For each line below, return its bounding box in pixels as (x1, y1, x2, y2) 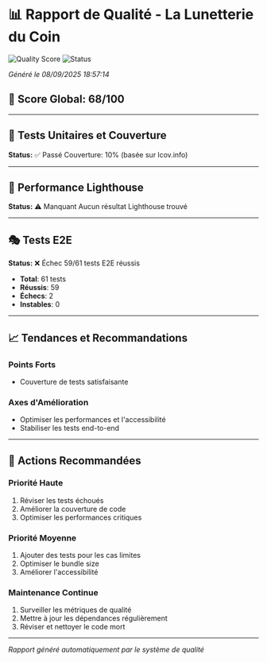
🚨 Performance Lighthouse (8, 180, 145, 194)
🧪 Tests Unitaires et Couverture (8, 129, 167, 142)
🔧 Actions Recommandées (8, 454, 141, 467)
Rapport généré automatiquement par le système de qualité (8, 645, 205, 655)
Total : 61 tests (19, 274, 66, 284)
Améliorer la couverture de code (19, 504, 126, 513)
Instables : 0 (19, 300, 60, 309)
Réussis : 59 (19, 283, 60, 292)
